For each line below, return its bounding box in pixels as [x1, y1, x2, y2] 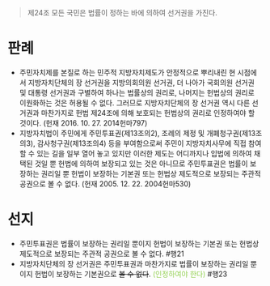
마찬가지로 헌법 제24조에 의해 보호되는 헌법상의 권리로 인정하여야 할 [40, 108, 255, 117]
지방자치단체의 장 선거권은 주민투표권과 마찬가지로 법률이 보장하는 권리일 [19, 258, 249, 268]
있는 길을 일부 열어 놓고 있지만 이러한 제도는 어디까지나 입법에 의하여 [36, 148, 252, 158]
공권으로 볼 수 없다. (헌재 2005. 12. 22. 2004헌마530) [19, 178, 192, 189]
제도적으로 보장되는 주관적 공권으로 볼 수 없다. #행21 [19, 249, 184, 258]
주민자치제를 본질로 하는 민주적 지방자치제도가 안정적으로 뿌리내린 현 [19, 67, 236, 77]
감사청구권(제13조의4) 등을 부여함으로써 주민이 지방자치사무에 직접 [36, 138, 247, 148]
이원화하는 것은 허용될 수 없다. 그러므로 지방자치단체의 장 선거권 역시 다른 [19, 97, 251, 108]
